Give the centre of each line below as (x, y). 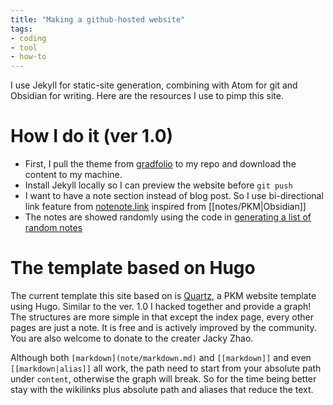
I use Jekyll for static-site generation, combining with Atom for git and (154, 85)
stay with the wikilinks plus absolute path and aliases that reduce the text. (162, 389)
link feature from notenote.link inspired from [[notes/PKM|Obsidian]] (165, 207)
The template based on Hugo (133, 268)
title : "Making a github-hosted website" (98, 19)
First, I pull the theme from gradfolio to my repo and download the (160, 164)
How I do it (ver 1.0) (92, 136)
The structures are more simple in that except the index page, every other (162, 317)
